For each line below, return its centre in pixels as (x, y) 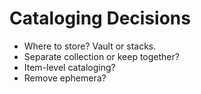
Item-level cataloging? (69, 67)
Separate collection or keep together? (101, 56)
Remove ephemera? (65, 78)
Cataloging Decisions (100, 18)
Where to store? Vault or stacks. (90, 46)
